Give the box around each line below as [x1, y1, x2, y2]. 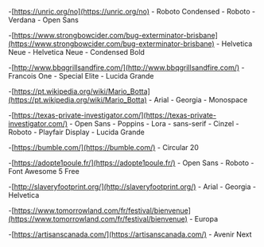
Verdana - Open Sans [8, 15, 80, 25]
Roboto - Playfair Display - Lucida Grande [8, 127, 146, 137]
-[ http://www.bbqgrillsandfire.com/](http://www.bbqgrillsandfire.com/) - [8, 63, 245, 72]
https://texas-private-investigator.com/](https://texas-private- [14, 110, 217, 120]
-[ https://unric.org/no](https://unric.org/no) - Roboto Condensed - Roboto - [8, 7, 256, 16]
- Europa [189, 214, 219, 223]
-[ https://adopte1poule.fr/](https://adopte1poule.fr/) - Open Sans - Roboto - [8, 158, 254, 168]
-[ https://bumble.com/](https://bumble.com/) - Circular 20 [8, 143, 199, 152]
